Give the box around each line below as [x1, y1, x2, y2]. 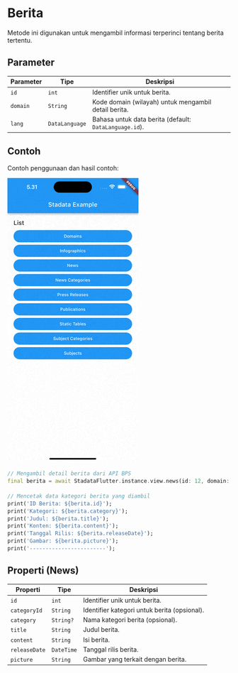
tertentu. [7, 35, 33, 44]
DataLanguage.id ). [91, 123, 144, 131]
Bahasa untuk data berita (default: [91, 115, 191, 124]
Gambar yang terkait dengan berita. [83, 655, 187, 663]
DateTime [51, 646, 78, 654]
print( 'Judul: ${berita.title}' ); [7, 515, 110, 522]
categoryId [10, 607, 42, 614]
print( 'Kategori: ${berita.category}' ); [7, 508, 129, 515]
